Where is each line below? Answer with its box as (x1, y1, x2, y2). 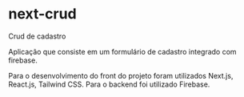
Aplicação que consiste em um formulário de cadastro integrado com (8, 46, 238, 56)
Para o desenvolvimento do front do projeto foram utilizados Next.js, (8, 71, 234, 80)
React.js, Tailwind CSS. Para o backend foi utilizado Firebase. (8, 79, 210, 89)
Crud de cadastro (8, 31, 66, 41)
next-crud (8, 5, 78, 23)
